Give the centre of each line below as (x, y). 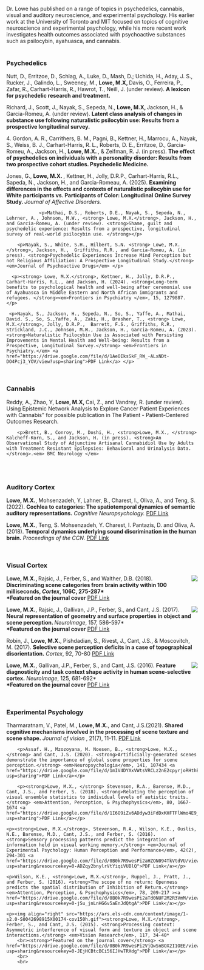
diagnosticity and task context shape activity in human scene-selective (99, 672)
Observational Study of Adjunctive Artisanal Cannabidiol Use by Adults (100, 443)
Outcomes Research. (32, 421)
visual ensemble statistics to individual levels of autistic (87, 797)
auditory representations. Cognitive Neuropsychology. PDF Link (87, 513)
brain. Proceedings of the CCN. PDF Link (58, 538)
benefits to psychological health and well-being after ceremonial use (99, 287)
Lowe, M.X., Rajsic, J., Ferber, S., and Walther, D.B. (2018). (80, 578)
